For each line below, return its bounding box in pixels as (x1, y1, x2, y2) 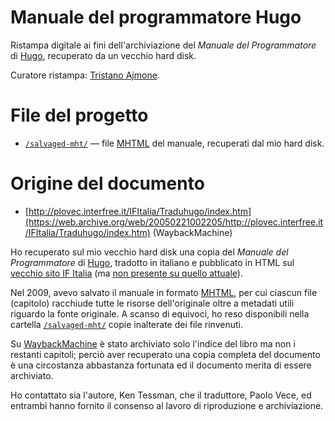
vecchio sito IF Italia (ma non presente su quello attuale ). (10, 267, 243, 279)
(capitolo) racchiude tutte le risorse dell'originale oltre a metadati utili (10, 297, 295, 309)
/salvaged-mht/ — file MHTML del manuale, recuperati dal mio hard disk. (24, 137, 325, 149)
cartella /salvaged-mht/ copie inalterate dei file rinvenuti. (10, 318, 243, 330)
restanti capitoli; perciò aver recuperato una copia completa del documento (10, 348, 321, 360)
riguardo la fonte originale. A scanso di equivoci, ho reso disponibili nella (10, 307, 310, 320)
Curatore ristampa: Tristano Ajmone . (10, 69, 160, 81)
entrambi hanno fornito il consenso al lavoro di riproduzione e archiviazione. (10, 399, 324, 411)
